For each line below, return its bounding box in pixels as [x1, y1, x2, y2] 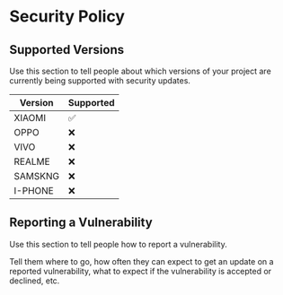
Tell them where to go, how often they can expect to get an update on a [9, 256, 274, 266]
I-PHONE [13, 185, 54, 196]
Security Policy [9, 6, 126, 27]
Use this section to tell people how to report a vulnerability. [9, 239, 227, 249]
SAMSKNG [13, 170, 60, 182]
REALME [13, 155, 51, 168]
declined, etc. [9, 275, 60, 286]
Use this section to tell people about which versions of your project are [9, 65, 271, 76]
